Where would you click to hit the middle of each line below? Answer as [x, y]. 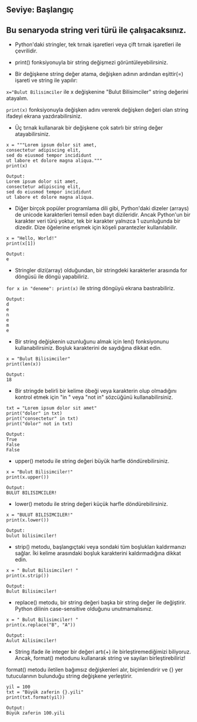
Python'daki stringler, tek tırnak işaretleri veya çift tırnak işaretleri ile [98, 45]
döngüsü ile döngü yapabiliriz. [52, 276]
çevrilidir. [26, 51]
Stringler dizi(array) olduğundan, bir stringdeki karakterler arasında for [101, 271]
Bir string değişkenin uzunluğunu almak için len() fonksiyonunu [92, 342]
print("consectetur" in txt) [42, 419]
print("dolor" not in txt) [40, 424]
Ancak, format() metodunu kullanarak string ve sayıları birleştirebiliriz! [100, 658]
